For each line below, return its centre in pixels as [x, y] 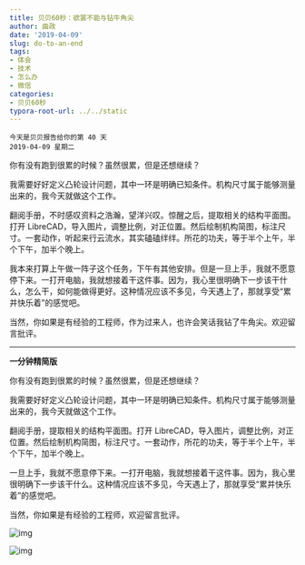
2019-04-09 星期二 [42, 147]
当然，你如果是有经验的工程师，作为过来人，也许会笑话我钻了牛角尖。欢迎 [148, 322]
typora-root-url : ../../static [69, 111]
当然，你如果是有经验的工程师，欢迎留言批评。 [97, 515]
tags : [20, 52]
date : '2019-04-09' [46, 35]
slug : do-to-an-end [46, 43]
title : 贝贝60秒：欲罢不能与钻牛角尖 [72, 18]
